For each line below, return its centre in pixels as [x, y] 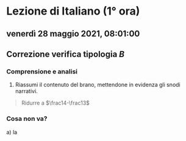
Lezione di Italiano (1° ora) [73, 11]
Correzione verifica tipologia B [66, 54]
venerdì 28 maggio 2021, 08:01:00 [73, 34]
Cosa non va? [27, 119]
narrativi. [26, 91]
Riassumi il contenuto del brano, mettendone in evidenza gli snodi [98, 85]
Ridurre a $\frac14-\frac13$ [55, 103]
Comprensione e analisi [42, 71]
